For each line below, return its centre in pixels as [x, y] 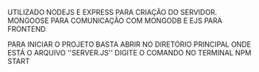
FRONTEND [27, 29]
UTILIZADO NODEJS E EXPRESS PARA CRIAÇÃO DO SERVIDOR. [112, 12]
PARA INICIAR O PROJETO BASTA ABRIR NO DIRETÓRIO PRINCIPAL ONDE [129, 44]
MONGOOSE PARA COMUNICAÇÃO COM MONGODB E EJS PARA [115, 21]
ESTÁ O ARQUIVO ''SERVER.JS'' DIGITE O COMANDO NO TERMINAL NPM [129, 53]
